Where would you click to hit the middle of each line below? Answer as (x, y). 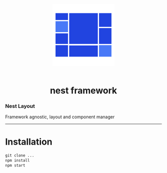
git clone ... (20, 156)
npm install (17, 161)
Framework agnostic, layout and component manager (60, 117)
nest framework (83, 91)
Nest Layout (20, 106)
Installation (29, 142)
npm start (15, 166)
